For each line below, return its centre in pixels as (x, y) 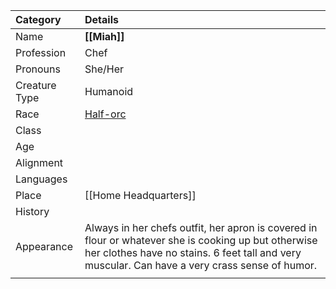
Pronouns (38, 69)
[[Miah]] (104, 36)
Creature (36, 85)
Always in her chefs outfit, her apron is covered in (201, 227)
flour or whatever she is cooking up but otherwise (201, 240)
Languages (41, 179)
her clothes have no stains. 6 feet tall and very (193, 252)
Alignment (39, 162)
